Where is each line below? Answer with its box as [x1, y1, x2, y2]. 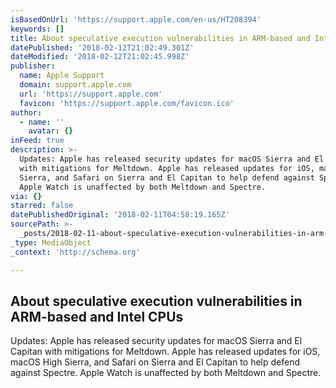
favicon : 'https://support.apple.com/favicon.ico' [19, 98, 235, 108]
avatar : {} [28, 126, 74, 136]
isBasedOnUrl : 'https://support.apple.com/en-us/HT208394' [10, 14, 262, 25]
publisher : [10, 61, 56, 71]
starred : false [10, 201, 74, 211]
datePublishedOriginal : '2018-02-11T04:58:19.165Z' [10, 210, 230, 220]
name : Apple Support [19, 71, 105, 81]
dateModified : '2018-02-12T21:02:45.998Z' [10, 52, 190, 62]
